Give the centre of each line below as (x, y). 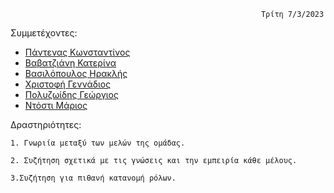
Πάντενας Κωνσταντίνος (77, 52)
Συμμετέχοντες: (44, 33)
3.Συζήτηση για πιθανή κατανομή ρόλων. (93, 178)
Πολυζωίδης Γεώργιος (71, 94)
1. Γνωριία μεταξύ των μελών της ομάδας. (98, 143)
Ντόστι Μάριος (56, 105)
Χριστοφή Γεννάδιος (68, 84)
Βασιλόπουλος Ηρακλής (76, 73)
